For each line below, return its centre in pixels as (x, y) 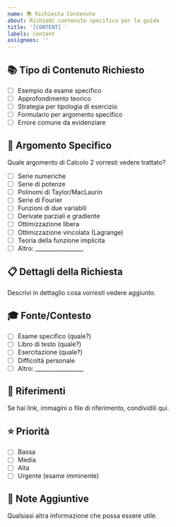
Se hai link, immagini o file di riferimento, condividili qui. (88, 408)
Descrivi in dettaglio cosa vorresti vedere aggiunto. (82, 292)
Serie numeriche (42, 176)
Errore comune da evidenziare (61, 123)
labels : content (31, 34)
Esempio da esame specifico (59, 90)
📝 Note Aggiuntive (48, 498)
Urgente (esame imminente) (58, 476)
